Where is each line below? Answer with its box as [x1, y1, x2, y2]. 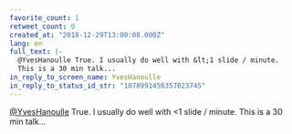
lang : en [9, 38, 43, 48]
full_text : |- [9, 47, 64, 57]
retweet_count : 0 [9, 22, 76, 31]
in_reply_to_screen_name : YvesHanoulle [9, 73, 162, 82]
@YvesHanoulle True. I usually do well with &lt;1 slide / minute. [17, 56, 280, 65]
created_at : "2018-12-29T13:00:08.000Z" [9, 30, 166, 39]
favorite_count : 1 [9, 13, 79, 23]
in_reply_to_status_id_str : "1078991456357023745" [9, 81, 206, 90]
